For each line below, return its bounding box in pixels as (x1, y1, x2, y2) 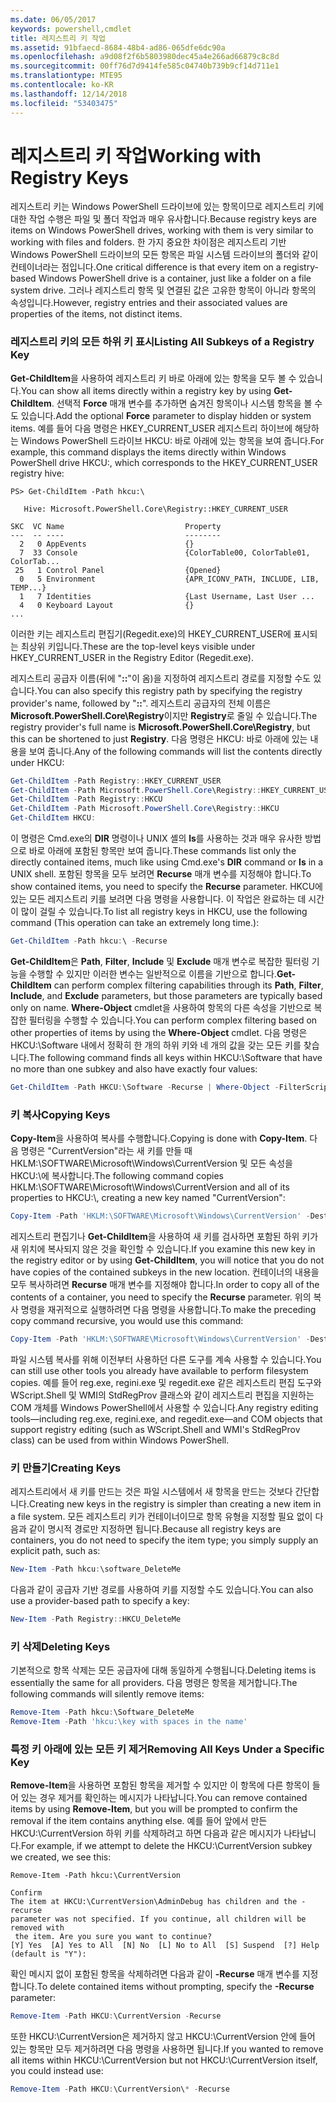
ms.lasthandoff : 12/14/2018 (10, 89, 128, 99)
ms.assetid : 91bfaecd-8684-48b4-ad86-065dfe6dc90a (10, 42, 226, 53)
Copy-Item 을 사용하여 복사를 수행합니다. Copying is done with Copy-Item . (10, 1132, 308, 1145)
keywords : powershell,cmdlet (10, 24, 132, 34)
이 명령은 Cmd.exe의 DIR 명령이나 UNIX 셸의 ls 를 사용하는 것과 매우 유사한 (10, 832, 303, 845)
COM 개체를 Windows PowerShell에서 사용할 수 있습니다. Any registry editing (10, 1401, 319, 1413)
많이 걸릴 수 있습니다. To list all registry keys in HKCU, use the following (20, 906, 308, 918)
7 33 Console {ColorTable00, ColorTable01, (19, 547, 311, 558)
